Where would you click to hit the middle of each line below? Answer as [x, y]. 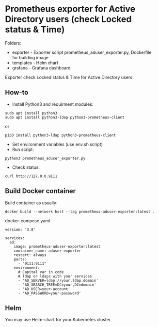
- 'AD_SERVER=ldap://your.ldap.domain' [58, 280]
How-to [17, 92]
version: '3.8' [20, 229]
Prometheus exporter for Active [70, 9]
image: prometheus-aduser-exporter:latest [57, 246]
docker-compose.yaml [28, 221]
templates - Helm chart [35, 63]
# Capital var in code [41, 272]
